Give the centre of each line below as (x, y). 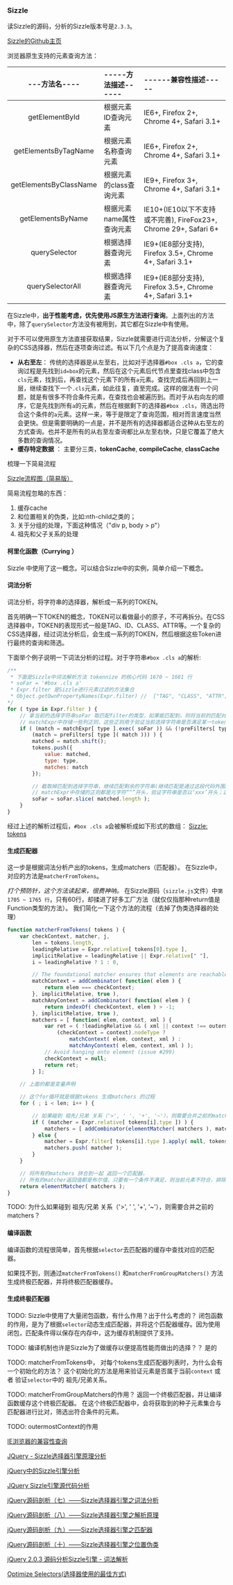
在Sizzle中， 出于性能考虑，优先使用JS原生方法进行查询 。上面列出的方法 (111, 316)
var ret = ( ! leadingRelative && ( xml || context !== (125, 1026)
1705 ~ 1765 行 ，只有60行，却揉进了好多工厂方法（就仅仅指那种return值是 (114, 900)
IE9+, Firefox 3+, (171, 180)
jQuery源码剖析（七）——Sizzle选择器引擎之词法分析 (83, 1500)
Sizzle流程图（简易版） (40, 479)
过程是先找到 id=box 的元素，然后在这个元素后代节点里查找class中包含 (122, 371)
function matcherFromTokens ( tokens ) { (67, 930)
